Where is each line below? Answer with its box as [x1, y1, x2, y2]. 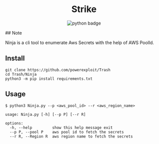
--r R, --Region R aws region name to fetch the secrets [9, 134, 133, 139]
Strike [71, 4, 96, 15]
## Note [5, 30, 22, 36]
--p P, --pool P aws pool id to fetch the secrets [9, 129, 124, 134]
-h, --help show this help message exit [9, 125, 113, 130]
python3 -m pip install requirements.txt [5, 76, 93, 81]
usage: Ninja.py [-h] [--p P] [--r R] [5, 112, 86, 117]
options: [5, 120, 23, 126]
